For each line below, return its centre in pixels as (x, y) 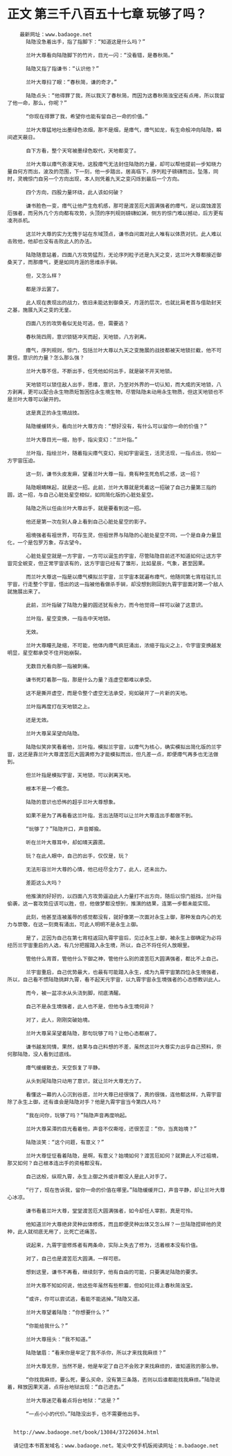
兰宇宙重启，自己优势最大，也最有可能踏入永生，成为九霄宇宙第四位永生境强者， (123, 972)
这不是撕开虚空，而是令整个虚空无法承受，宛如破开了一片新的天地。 (108, 693)
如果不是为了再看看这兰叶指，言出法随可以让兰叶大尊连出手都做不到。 (110, 815)
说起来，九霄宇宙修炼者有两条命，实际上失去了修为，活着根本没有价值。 (113, 1245)
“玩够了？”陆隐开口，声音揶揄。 (65, 829)
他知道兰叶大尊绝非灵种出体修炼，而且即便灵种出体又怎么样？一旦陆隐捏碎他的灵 (123, 1224)
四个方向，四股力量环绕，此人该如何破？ (74, 192)
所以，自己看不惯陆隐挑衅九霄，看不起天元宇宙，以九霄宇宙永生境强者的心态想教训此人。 (115, 980)
